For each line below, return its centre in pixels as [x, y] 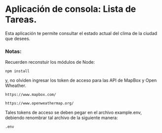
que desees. [18, 39]
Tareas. [21, 20]
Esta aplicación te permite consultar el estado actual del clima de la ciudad [81, 33]
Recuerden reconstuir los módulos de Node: [50, 62]
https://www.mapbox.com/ [31, 95]
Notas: [13, 51]
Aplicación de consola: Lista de [71, 9]
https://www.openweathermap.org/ [40, 103]
